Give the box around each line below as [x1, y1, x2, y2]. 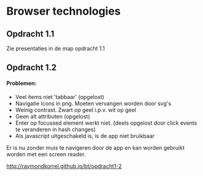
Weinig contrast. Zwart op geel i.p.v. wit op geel [15, 106, 137, 114]
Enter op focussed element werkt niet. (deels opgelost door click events [15, 119, 197, 127]
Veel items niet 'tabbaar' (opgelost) [15, 93, 104, 100]
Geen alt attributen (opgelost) [15, 112, 90, 120]
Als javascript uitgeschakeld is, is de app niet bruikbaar [15, 132, 155, 139]
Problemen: [6, 79, 37, 87]
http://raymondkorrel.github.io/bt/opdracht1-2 [6, 162, 122, 169]
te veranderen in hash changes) [15, 125, 96, 133]
